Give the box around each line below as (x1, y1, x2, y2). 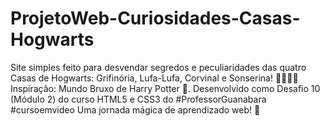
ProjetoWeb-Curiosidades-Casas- (10, 7, 301, 30)
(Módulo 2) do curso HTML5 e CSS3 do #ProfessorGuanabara (10, 93, 267, 105)
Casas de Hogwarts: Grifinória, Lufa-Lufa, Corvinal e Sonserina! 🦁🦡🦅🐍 (10, 72, 299, 84)
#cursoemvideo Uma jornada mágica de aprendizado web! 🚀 (10, 103, 261, 116)
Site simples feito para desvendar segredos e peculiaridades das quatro (10, 61, 307, 73)
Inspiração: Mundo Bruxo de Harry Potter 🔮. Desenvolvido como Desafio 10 (10, 82, 321, 94)
